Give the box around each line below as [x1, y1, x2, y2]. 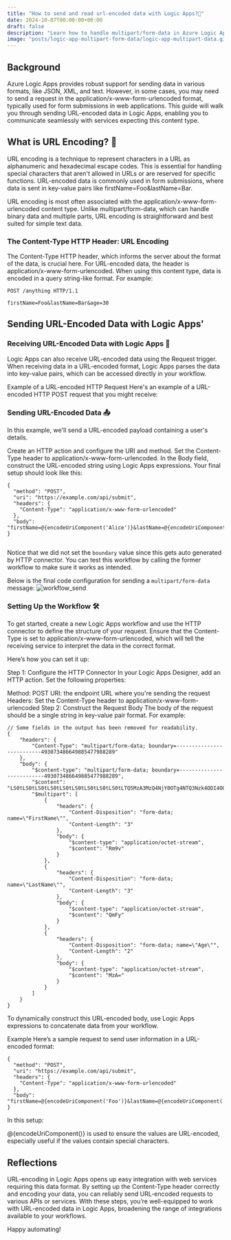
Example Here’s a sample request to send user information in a [7, 1035, 184, 1043]
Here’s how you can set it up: [7, 655, 89, 663]
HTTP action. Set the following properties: [7, 676, 126, 684]
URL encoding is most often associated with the [7, 197, 143, 206]
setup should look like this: [7, 469, 82, 477]
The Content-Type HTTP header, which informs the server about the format [7, 253, 221, 261]
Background [7, 61, 60, 73]
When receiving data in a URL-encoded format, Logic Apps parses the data [7, 362, 220, 370]
